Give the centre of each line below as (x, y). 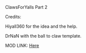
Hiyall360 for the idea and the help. (41, 26)
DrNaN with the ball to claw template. (43, 36)
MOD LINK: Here (22, 46)
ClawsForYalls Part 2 (26, 7)
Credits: (13, 17)
